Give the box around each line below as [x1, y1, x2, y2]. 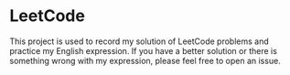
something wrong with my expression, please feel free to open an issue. [9, 55, 281, 66]
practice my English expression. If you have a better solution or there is [9, 45, 277, 56]
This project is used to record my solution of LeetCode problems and [9, 36, 270, 47]
